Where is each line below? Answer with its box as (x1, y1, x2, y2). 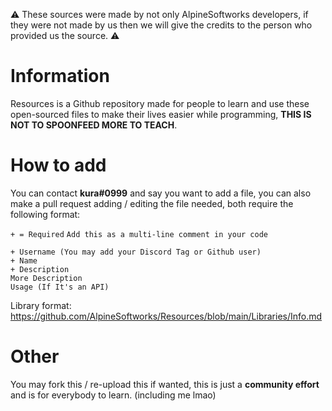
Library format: (10, 299, 72, 311)
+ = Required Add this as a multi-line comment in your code (10, 229, 268, 239)
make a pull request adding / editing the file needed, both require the (10, 197, 294, 209)
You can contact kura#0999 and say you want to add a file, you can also (10, 187, 312, 199)
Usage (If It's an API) (10, 282, 110, 292)
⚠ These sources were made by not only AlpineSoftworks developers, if (10, 9, 309, 20)
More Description (10, 273, 83, 283)
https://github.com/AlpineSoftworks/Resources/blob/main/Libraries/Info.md (10, 310, 323, 322)
